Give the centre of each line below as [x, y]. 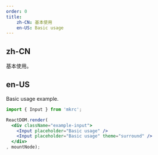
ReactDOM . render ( [27, 120]
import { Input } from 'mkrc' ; [44, 109]
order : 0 [17, 11]
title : [14, 17]
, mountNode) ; [23, 147]
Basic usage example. [32, 98]
